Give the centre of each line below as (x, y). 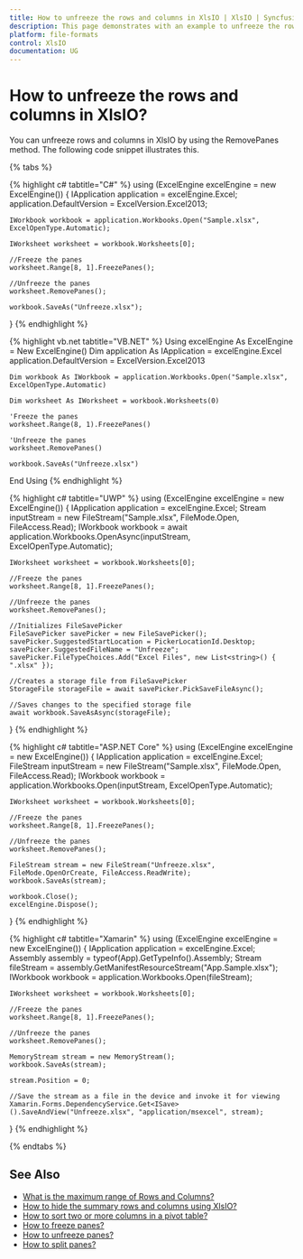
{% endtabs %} (38, 1146)
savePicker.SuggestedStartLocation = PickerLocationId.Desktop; (133, 642)
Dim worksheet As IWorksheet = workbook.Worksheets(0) (115, 401)
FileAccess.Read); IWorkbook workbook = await (98, 527)
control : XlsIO (38, 43)
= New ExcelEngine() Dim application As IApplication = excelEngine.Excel (146, 351)
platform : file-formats (54, 34)
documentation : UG (44, 51)
